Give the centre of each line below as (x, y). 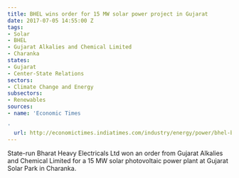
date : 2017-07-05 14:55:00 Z (51, 21)
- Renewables (27, 100)
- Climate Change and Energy (51, 87)
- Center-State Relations (46, 73)
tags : (15, 27)
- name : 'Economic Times (44, 113)
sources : (20, 107)
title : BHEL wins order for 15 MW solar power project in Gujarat (108, 14)
